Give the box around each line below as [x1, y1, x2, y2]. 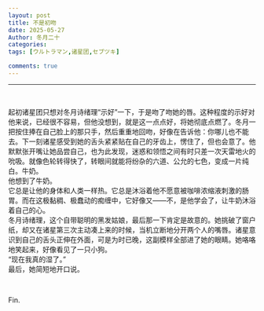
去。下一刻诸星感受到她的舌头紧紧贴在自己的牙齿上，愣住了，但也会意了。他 [8, 137, 256, 146]
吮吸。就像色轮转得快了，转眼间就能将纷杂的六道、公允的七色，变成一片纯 [8, 156, 249, 166]
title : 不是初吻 [8, 19, 57, 27]
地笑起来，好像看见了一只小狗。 [8, 244, 112, 254]
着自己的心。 [8, 205, 49, 214]
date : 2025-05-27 [8, 26, 65, 34]
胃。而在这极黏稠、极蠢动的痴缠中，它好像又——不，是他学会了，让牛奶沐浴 [8, 196, 256, 205]
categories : [8, 41, 47, 49]
